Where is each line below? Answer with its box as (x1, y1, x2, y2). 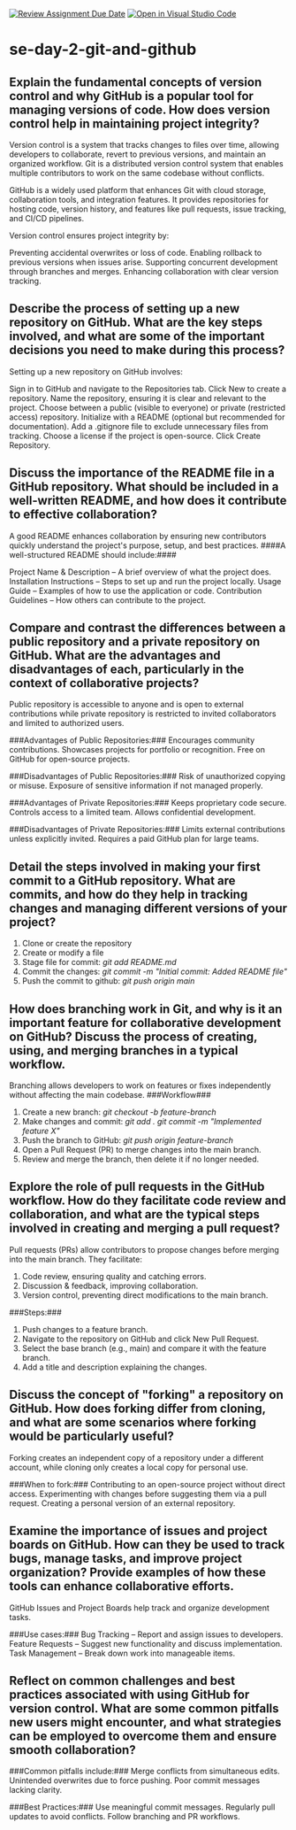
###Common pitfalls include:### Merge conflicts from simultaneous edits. (9, 1766, 280, 1777)
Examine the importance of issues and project (9, 1524, 268, 1539)
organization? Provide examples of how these (9, 1565, 267, 1580)
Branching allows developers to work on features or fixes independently (9, 1080, 271, 1091)
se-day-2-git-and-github (9, 40, 197, 59)
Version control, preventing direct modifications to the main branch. (21, 1289, 269, 1301)
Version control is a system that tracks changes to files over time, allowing (9, 140, 280, 150)
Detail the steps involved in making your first (9, 859, 261, 874)
